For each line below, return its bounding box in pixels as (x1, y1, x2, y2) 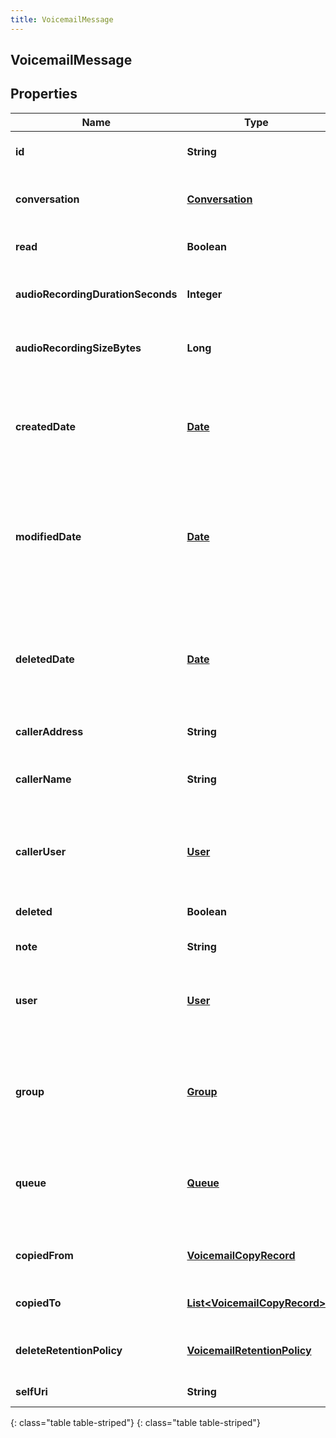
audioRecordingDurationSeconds (15, 287, 178, 301)
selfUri (15, 1384, 48, 1398)
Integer (186, 287, 223, 301)
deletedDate (15, 652, 75, 666)
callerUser (15, 844, 67, 858)
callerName (15, 772, 72, 786)
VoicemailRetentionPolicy (186, 1343, 312, 1357)
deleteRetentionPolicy (15, 1343, 123, 1357)
